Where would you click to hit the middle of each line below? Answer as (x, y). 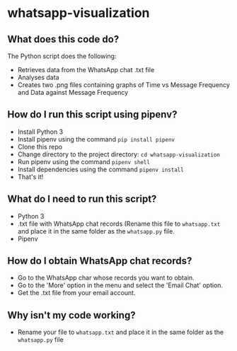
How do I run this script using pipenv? (92, 115)
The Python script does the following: (62, 56)
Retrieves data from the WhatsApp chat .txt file (86, 70)
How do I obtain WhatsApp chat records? (100, 261)
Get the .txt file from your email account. (76, 293)
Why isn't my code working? (71, 315)
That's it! (30, 177)
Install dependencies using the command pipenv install (100, 169)
